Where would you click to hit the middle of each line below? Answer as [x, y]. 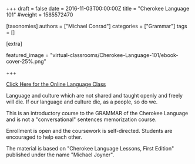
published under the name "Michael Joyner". [60, 155]
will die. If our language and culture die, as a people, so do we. [82, 102]
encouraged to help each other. [44, 137]
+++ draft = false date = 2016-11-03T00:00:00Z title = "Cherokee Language [98, 9]
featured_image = [27, 55]
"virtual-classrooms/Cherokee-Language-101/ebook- [114, 55]
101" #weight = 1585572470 [40, 15]
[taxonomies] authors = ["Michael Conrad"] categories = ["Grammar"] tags [97, 26]
